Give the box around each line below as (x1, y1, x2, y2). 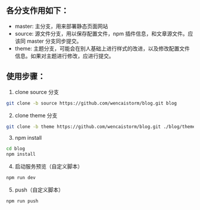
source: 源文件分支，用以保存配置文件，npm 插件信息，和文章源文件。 (14, 30, 189, 37)
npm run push (6, 198, 39, 204)
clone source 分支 (14, 88, 60, 95)
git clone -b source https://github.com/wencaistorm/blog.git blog (6, 100, 177, 106)
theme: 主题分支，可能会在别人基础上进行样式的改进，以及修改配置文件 (14, 45, 190, 52)
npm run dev (6, 175, 36, 181)
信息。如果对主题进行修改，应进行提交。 (14, 52, 114, 59)
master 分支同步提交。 (26, 37, 82, 45)
